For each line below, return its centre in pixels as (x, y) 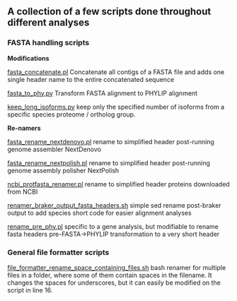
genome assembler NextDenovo (54, 149)
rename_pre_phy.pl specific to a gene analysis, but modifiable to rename (113, 226)
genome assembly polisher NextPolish (63, 170)
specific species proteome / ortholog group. (71, 114)
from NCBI (23, 191)
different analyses (48, 23)
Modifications (28, 58)
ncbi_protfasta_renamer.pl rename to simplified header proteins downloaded (118, 184)
